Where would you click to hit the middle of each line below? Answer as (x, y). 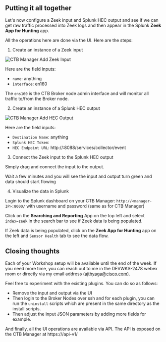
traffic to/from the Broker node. (37, 98)
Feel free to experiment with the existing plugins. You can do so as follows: (82, 283)
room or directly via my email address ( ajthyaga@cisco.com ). (68, 274)
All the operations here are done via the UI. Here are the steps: (69, 40)
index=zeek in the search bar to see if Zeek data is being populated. (74, 221)
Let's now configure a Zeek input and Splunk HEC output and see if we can (82, 20)
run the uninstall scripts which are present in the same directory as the (86, 303)
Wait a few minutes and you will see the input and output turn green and (79, 176)
